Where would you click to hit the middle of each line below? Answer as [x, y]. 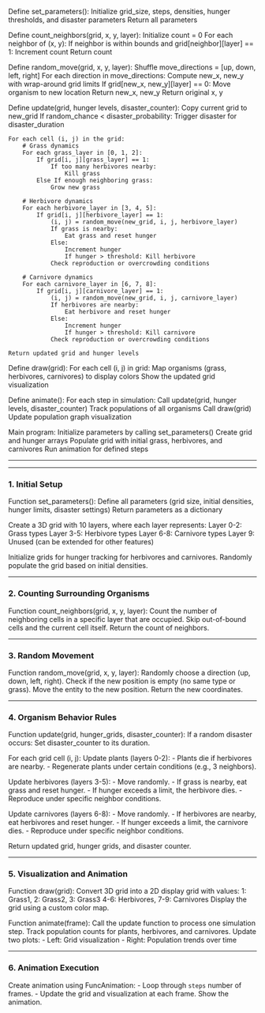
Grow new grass [75, 187]
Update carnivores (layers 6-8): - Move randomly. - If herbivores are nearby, [132, 814]
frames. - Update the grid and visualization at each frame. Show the [118, 993]
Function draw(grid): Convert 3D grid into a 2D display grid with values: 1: [127, 891]
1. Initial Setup [35, 484]
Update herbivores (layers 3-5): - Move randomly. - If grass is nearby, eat [128, 782]
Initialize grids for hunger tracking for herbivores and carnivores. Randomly [130, 557]
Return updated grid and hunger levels [74, 353]
